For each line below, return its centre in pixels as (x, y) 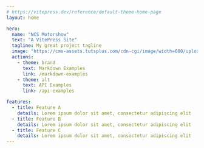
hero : (13, 29)
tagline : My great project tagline (57, 46)
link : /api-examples (48, 91)
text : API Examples (47, 85)
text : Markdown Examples (54, 68)
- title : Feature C (36, 130)
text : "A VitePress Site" (45, 40)
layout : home (23, 18)
